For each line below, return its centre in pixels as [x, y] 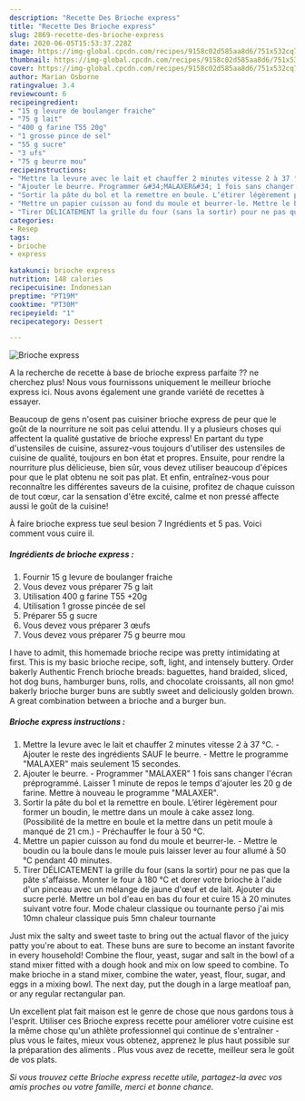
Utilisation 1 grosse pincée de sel [84, 606]
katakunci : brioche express [63, 271]
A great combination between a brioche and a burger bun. [118, 701]
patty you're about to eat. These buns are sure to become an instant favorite [152, 946]
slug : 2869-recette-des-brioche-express [87, 35]
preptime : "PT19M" [44, 296]
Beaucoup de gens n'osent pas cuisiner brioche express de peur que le [143, 420]
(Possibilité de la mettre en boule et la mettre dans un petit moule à [148, 822]
